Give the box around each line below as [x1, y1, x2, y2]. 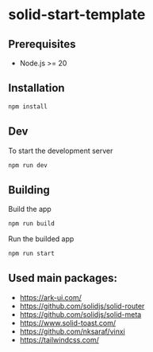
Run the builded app [8, 234, 75, 244]
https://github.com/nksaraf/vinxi [19, 327, 125, 336]
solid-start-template [8, 6, 146, 24]
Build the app [8, 205, 52, 214]
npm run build [8, 220, 55, 228]
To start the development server [8, 146, 113, 155]
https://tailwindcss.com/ [19, 334, 99, 344]
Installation [8, 81, 65, 95]
